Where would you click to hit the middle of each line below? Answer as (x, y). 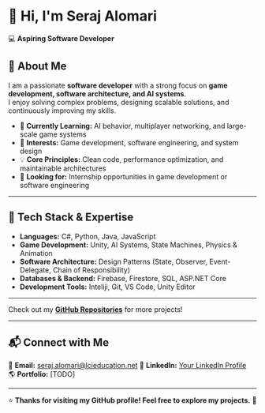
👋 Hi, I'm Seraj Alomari (83, 16)
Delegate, (35, 270)
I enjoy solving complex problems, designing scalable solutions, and (119, 102)
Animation (36, 253)
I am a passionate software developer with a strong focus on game (118, 85)
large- (237, 126)
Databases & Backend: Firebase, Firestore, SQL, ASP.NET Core (123, 278)
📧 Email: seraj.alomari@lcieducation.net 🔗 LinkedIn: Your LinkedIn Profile (127, 366)
